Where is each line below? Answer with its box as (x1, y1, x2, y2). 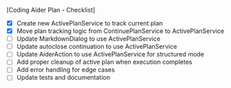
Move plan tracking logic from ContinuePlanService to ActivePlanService (16, 27, 225, 35)
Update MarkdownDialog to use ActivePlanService (16, 34, 160, 43)
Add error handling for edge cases (16, 65, 115, 74)
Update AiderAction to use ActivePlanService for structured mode (16, 50, 205, 58)
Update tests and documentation (16, 74, 111, 82)
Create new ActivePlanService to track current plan (16, 19, 163, 27)
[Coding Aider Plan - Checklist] (6, 6, 95, 14)
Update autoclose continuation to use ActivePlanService (16, 43, 178, 51)
